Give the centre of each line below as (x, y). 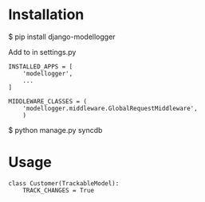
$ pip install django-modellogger (62, 37)
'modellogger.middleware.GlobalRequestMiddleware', (110, 108)
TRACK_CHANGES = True (58, 190)
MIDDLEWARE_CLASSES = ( (48, 101)
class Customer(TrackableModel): (64, 183)
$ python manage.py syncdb (55, 130)
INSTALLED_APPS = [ (41, 66)
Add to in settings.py (42, 52)
